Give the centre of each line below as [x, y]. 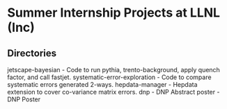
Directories [32, 53]
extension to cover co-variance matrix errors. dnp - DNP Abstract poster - [113, 92]
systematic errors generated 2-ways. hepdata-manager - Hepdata [102, 84]
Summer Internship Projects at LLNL [114, 13]
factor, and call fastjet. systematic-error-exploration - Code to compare [109, 77]
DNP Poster [24, 99]
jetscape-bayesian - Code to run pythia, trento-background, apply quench [114, 70]
